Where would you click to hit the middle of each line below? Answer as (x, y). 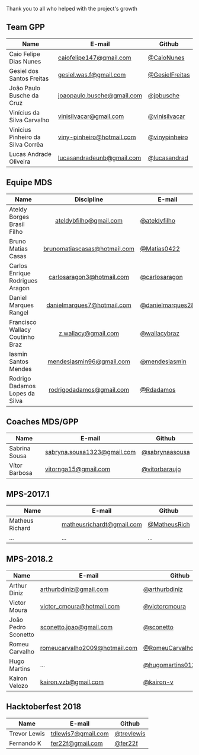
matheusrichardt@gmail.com (102, 525)
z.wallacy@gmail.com (89, 333)
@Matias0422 (160, 249)
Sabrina (20, 449)
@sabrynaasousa (166, 452)
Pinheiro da (25, 137)
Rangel (19, 312)
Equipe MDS (29, 183)
